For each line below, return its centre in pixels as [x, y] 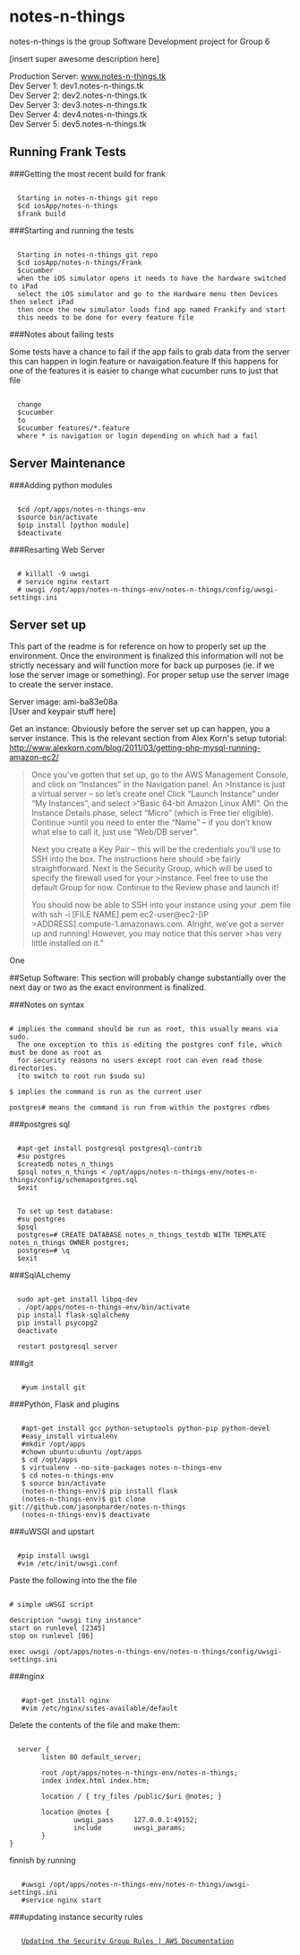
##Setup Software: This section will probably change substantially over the [148, 978]
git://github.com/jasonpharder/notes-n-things [98, 1507]
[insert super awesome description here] [84, 58]
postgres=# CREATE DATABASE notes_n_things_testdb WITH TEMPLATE [142, 1235]
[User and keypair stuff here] [63, 712]
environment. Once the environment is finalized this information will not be [146, 656]
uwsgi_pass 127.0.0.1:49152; [136, 1820]
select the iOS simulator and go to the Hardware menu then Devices [148, 294]
